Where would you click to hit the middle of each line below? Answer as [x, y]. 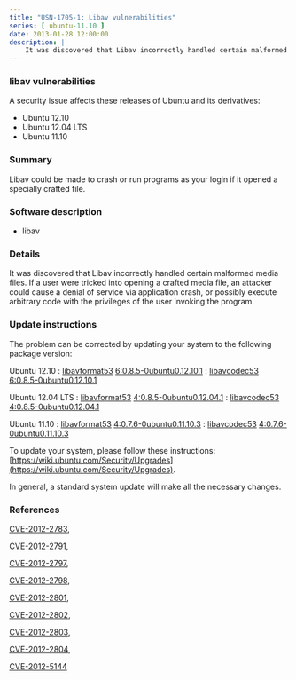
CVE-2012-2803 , [40, 632]
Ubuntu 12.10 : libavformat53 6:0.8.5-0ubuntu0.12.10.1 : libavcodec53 [134, 370]
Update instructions [53, 325]
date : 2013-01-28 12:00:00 [59, 34]
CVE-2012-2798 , [40, 580]
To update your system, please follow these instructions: [112, 450]
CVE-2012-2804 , [40, 649]
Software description [56, 211]
